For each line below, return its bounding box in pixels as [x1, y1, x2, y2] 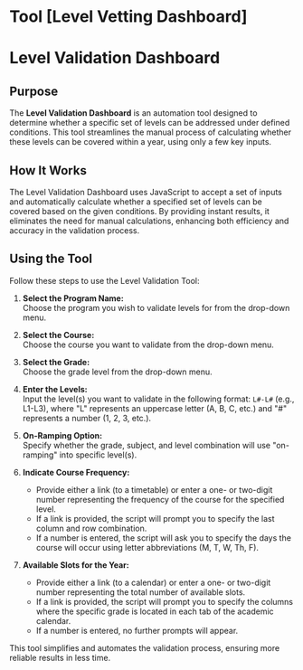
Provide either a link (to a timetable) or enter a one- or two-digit [35, 484, 273, 495]
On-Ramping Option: [22, 429, 102, 440]
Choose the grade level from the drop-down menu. [22, 366, 213, 377]
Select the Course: [22, 329, 95, 340]
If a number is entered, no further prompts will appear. [35, 625, 239, 636]
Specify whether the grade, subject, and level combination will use [22, 439, 271, 450]
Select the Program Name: [22, 292, 124, 304]
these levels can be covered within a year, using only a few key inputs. [9, 137, 272, 147]
